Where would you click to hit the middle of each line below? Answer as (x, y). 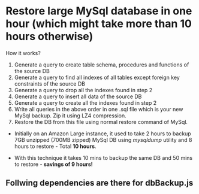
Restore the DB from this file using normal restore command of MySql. (101, 122)
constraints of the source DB (49, 84)
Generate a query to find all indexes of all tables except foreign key (97, 77)
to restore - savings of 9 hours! (54, 164)
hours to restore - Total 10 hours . (55, 146)
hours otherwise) (49, 37)
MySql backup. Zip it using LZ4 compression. (70, 116)
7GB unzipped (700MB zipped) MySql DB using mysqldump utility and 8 (103, 140)
